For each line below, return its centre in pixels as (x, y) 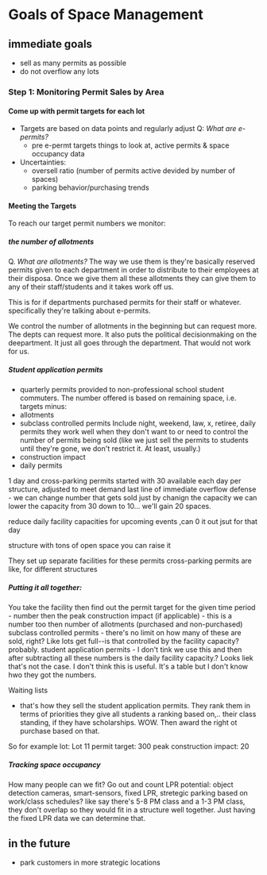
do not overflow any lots (59, 71)
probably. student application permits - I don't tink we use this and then (125, 650)
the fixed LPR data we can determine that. (77, 819)
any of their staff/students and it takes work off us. (91, 287)
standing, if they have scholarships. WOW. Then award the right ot (128, 723)
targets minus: (43, 407)
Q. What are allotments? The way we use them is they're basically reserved (132, 262)
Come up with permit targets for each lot (77, 111)
